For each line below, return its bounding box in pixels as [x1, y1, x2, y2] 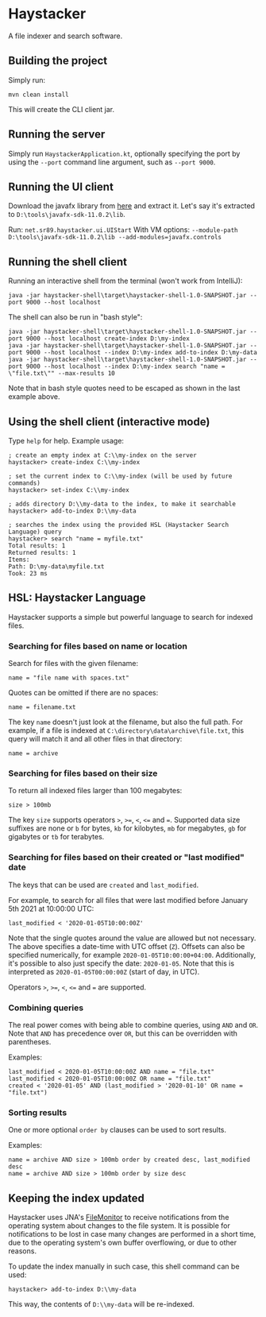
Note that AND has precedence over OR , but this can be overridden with [8, 1028, 238, 1038]
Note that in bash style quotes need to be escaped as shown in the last [8, 383, 241, 393]
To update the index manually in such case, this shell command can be [8, 1261, 240, 1272]
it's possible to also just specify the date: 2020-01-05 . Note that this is [8, 959, 235, 968]
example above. [8, 392, 61, 401]
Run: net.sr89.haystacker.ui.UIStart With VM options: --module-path [8, 225, 238, 234]
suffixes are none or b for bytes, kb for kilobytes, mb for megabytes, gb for [8, 823, 247, 833]
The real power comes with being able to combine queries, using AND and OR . [8, 1021, 259, 1029]
